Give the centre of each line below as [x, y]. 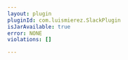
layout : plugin [30, 14]
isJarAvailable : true [39, 27]
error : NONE [25, 33]
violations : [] [30, 40]
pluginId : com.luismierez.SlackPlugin [64, 20]
